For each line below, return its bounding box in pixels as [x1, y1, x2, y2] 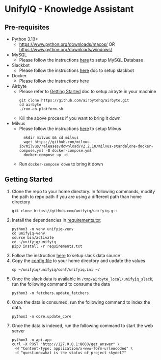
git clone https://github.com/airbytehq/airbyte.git [19, 98, 130, 103]
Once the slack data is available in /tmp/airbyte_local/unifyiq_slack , [11, 276, 154, 282]
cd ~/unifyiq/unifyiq [11, 239, 56, 244]
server [11, 327, 25, 333]
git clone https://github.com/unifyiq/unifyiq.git [11, 208, 118, 213]
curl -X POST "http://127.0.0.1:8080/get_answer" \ [11, 341, 120, 347]
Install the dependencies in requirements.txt [11, 217, 101, 223]
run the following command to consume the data [11, 281, 110, 287]
